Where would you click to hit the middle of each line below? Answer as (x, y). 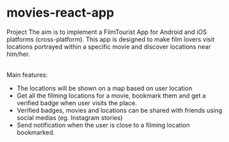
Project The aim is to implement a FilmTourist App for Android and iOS (106, 32)
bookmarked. (35, 132)
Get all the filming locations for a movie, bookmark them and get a (111, 96)
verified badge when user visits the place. (77, 103)
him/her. (18, 54)
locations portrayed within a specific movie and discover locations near (109, 46)
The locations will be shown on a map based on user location (104, 88)
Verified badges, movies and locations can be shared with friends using (119, 110)
